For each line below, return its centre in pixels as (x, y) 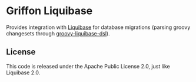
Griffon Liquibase (49, 11)
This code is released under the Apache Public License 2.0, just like (88, 66)
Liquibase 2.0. (23, 73)
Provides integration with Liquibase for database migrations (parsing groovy (98, 27)
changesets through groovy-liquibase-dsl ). (58, 33)
